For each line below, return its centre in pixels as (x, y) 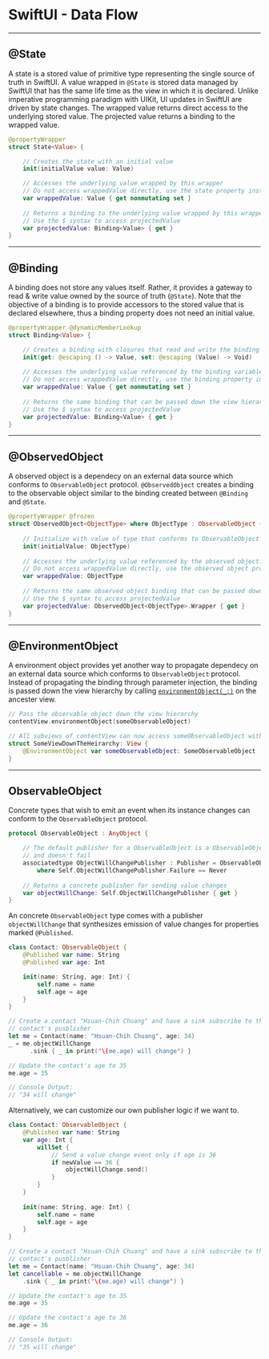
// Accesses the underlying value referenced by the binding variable (143, 372)
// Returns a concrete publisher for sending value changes (125, 885)
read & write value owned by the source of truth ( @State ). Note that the (125, 296)
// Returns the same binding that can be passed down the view (130, 402)
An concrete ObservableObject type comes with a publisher (106, 916)
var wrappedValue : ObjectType (73, 576)
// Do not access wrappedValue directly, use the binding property (137, 380)
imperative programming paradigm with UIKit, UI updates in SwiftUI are (125, 99)
